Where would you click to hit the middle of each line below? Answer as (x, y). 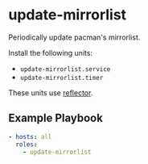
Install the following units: (51, 53)
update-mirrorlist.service (65, 69)
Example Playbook (55, 118)
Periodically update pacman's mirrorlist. (74, 37)
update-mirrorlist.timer (62, 78)
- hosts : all (30, 137)
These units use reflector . (51, 93)
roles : (27, 144)
